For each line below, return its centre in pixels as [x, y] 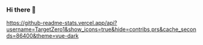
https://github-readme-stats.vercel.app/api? [62, 23]
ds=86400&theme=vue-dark [42, 36]
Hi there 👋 [21, 10]
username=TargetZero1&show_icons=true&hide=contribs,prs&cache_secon [102, 29]
